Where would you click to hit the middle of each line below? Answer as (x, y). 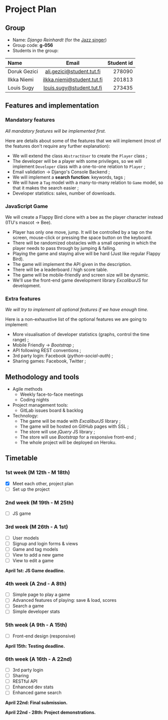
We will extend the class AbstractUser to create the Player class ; (80, 156)
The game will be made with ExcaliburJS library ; (70, 421)
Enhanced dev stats (33, 687)
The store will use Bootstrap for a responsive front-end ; (78, 437)
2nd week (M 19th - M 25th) (40, 502)
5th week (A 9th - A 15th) (36, 625)
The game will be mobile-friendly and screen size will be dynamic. (81, 275)
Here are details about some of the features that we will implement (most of (83, 141)
